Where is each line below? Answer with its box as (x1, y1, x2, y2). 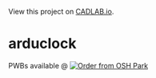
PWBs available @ (8, 60, 68, 70)
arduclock (8, 35, 78, 53)
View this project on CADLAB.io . (8, 7, 114, 16)
